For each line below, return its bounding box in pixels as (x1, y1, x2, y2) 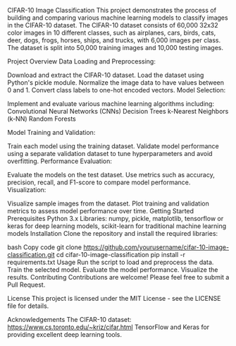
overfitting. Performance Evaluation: (7, 157, 113, 165)
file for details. (7, 302, 49, 310)
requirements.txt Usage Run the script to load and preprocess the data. (7, 258, 214, 266)
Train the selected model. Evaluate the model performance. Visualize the (7, 266, 218, 274)
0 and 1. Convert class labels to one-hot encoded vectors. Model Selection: (7, 86, 226, 94)
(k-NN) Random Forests (7, 114, 76, 123)
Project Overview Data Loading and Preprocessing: (7, 57, 156, 66)
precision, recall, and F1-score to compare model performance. (7, 178, 191, 186)
